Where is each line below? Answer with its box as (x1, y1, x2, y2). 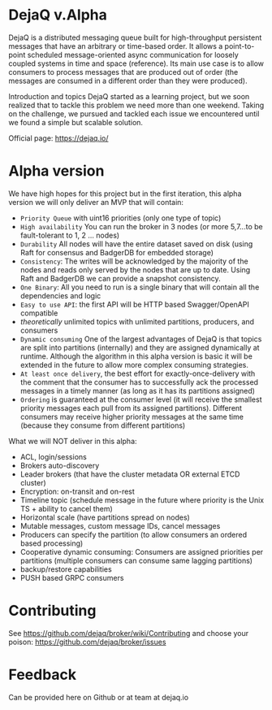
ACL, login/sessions (19, 451, 87, 461)
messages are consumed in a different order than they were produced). (8, 76, 248, 85)
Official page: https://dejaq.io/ (8, 133, 109, 143)
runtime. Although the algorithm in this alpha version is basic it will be (19, 351, 253, 361)
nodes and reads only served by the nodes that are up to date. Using (19, 264, 251, 274)
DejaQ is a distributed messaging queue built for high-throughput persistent (8, 33, 262, 42)
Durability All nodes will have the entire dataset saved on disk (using (19, 238, 253, 249)
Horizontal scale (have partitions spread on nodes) (19, 512, 191, 522)
